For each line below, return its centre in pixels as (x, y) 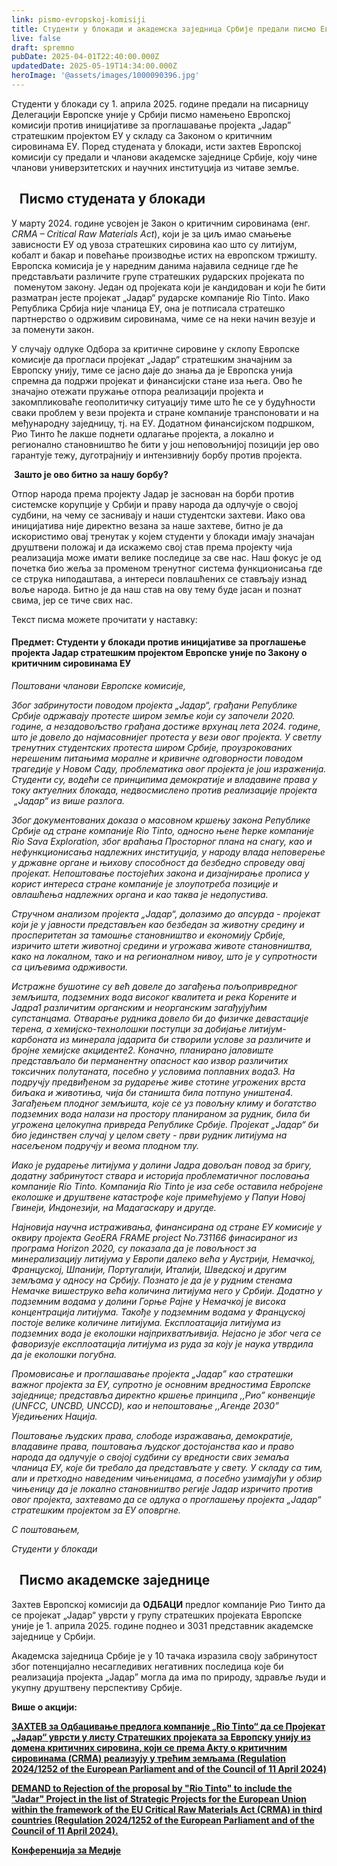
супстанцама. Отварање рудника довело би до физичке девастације (160, 1018)
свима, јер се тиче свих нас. (72, 600)
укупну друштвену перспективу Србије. (97, 1687)
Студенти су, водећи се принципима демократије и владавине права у (164, 779)
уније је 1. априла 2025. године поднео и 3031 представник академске (162, 1625)
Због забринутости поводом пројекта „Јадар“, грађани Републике (154, 705)
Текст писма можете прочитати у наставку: (104, 619)
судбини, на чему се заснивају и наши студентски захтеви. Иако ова (158, 515)
